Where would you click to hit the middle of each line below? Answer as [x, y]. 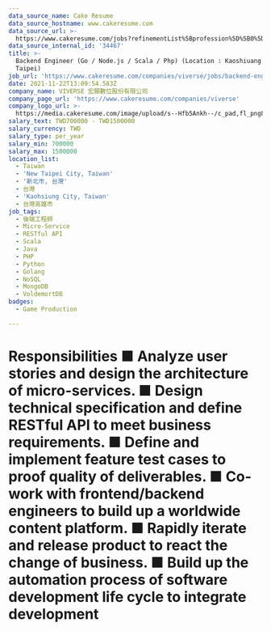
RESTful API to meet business [110, 425]
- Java [27, 249]
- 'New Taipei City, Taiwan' [65, 174]
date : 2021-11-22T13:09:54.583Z [63, 83]
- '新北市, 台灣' [42, 182]
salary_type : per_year [46, 136]
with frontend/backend [125, 493]
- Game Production [47, 309]
